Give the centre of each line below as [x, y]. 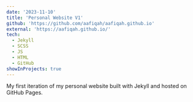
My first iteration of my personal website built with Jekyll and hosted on [96, 86]
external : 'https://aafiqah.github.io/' [59, 29]
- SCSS [20, 46]
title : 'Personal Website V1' [45, 18]
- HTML [20, 57]
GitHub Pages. [25, 93]
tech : [13, 35]
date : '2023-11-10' [31, 12]
